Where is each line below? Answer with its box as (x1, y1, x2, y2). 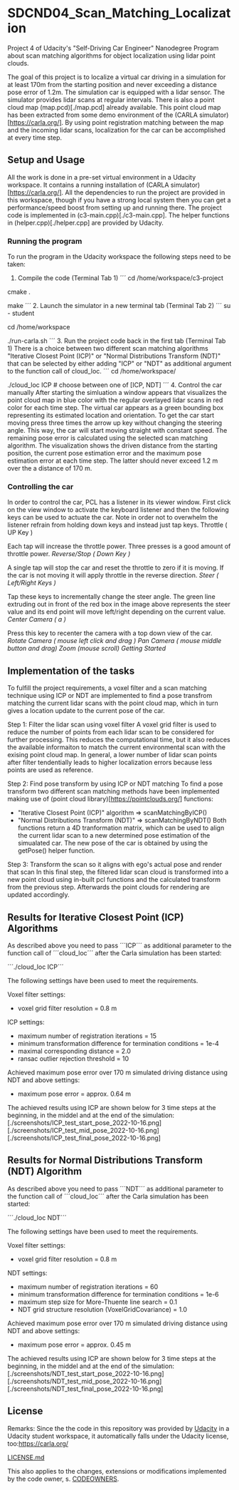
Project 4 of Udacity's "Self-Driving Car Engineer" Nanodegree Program (7, 43, 219, 52)
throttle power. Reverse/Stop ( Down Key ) (7, 550, 131, 558)
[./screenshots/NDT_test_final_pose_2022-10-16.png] (7, 1384, 164, 1393)
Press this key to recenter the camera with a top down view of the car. (7, 629, 213, 637)
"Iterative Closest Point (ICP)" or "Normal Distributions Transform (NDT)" (7, 351, 221, 361)
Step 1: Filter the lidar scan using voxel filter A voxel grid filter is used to (7, 720, 217, 729)
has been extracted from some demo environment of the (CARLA (7, 111, 198, 119)
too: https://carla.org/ (7, 1439, 69, 1448)
